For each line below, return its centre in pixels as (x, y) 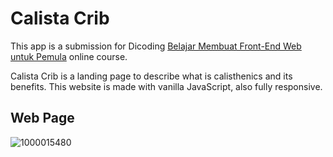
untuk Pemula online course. (69, 56)
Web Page (42, 118)
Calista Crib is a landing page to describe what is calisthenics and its (151, 76)
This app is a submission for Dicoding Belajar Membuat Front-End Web (156, 46)
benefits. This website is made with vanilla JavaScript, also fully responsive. (166, 86)
